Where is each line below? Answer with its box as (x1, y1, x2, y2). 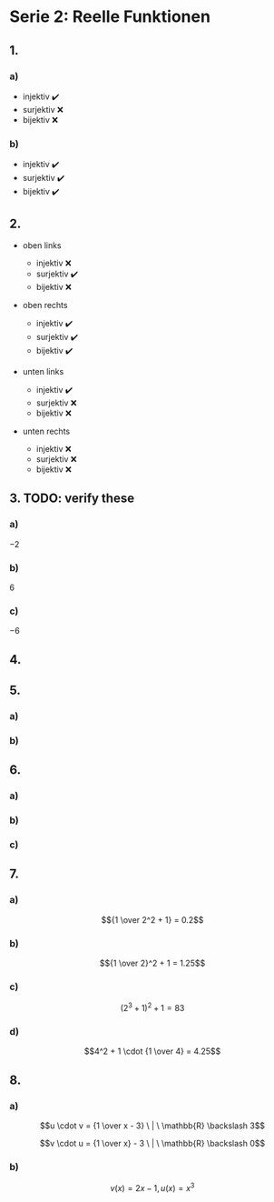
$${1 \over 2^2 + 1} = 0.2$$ (101, 914, 204, 925)
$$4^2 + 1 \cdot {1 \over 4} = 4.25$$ (83, 1046, 221, 1057)
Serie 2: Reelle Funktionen (9, 6, 211, 27)
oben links (22, 239, 62, 251)
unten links (22, 366, 64, 376)
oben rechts (22, 299, 68, 310)
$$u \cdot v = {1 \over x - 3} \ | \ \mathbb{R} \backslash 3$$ (39, 1120, 266, 1131)
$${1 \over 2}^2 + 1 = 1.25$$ (99, 957, 206, 969)
